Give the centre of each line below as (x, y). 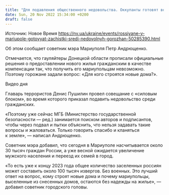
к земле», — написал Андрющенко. (44, 136)
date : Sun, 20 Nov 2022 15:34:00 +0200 (47, 15)
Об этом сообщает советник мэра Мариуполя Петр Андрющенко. (76, 49)
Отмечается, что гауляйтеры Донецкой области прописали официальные (84, 58)
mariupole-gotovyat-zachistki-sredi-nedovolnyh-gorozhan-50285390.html (83, 39)
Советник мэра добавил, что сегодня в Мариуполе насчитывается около (84, 145)
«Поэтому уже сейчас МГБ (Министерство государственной (71, 114)
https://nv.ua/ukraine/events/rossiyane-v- (101, 34)
